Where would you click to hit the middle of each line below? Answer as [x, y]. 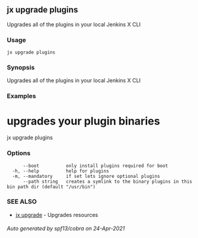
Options [19, 153]
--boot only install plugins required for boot [95, 166]
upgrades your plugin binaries [84, 121]
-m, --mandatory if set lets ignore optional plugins [86, 176]
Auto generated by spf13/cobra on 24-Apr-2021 [66, 228]
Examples [22, 96]
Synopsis [21, 67]
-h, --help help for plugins [61, 171]
